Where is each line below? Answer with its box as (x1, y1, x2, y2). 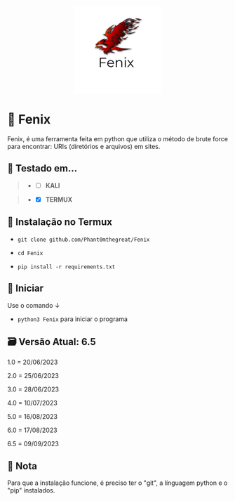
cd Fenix (17, 249, 43, 256)
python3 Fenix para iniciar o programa (17, 315, 128, 323)
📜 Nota (7, 460, 37, 472)
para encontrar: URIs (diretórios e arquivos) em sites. (7, 142, 161, 150)
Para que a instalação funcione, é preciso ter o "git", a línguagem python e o (7, 479, 228, 487)
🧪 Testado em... (7, 162, 78, 174)
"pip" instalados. (7, 486, 55, 495)
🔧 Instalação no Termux (7, 216, 112, 228)
